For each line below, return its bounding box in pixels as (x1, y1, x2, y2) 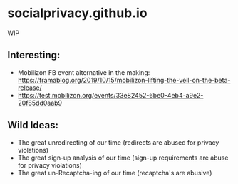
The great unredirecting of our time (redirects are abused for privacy (17, 138, 219, 147)
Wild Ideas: (7, 119, 59, 131)
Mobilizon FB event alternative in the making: (17, 68, 150, 76)
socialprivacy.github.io (7, 5, 148, 21)
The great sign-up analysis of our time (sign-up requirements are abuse (17, 153, 229, 162)
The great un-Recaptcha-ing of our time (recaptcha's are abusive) (17, 168, 212, 177)
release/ (17, 83, 43, 92)
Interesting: (7, 49, 61, 61)
